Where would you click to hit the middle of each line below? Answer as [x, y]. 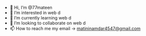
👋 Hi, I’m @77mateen [31, 8]
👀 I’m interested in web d [35, 13]
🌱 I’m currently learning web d [41, 18]
